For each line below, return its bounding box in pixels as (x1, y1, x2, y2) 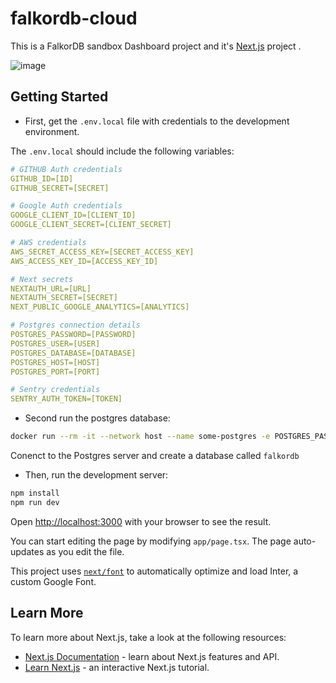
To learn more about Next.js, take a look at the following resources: (10, 631, 287, 643)
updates (10, 545, 45, 557)
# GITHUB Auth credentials (10, 164, 123, 174)
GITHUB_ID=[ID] (10, 173, 74, 184)
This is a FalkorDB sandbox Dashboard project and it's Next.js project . (10, 40, 302, 52)
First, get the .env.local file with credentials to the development (24, 115, 290, 127)
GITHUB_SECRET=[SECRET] (10, 183, 110, 193)
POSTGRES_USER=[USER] (10, 338, 101, 349)
